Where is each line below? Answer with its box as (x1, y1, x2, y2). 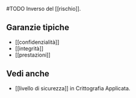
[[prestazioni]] (14, 51, 51, 58)
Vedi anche (6, 69, 50, 79)
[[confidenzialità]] (14, 38, 60, 46)
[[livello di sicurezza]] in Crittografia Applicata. (14, 84, 131, 92)
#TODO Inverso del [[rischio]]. (6, 5, 81, 12)
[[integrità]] (14, 44, 44, 52)
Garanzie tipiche (6, 22, 69, 32)
